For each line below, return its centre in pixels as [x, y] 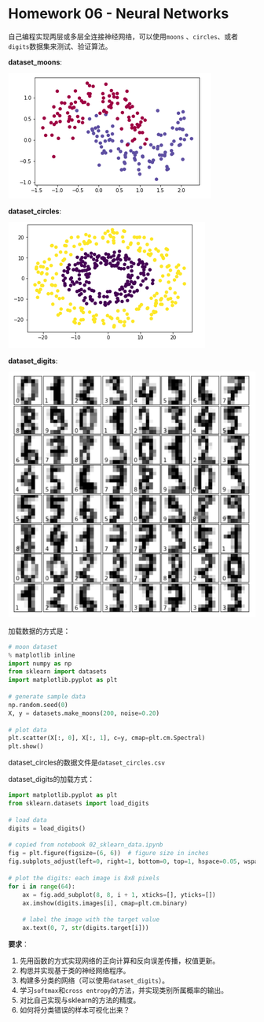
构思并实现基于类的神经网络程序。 [75, 971]
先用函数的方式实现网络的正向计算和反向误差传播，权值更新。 [119, 961]
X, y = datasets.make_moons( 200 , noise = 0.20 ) [84, 713]
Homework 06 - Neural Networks [119, 14]
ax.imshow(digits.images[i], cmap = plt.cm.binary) [105, 903]
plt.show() [26, 746]
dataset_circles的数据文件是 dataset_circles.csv [86, 763]
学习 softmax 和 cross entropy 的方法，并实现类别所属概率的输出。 [123, 991]
